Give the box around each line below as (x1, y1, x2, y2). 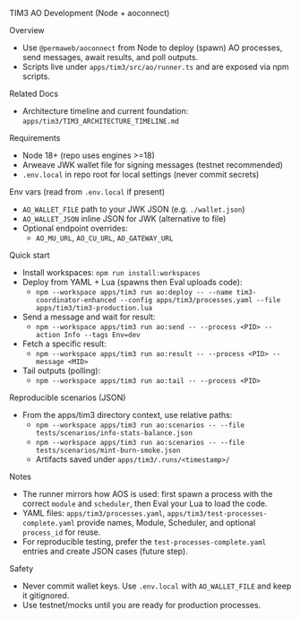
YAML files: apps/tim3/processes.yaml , (21, 508, 166, 519)
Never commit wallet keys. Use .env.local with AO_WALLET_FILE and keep (21, 580, 292, 591)
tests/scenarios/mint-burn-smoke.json (35, 446, 181, 455)
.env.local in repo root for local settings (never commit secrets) (21, 170, 260, 179)
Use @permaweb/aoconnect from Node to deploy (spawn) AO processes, (21, 42, 283, 53)
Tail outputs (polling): (21, 365, 101, 376)
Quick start (9, 250, 50, 260)
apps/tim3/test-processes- (167, 510, 268, 519)
